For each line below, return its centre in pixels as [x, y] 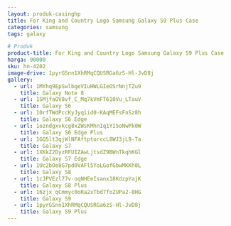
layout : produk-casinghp [44, 14]
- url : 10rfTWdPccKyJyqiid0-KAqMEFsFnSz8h [77, 113]
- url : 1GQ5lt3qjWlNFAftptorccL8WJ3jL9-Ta [77, 139]
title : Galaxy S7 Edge [54, 159]
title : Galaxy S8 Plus [54, 185]
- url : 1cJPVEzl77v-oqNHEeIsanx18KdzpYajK [77, 178]
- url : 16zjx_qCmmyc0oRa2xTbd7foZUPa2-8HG [77, 192]
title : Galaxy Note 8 [52, 93]
